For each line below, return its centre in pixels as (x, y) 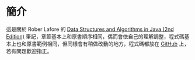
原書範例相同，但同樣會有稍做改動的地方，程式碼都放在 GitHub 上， (108, 44)
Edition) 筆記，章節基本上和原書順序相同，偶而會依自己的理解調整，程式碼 (95, 36)
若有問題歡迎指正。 (29, 51)
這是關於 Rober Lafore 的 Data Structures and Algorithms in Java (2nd (90, 29)
